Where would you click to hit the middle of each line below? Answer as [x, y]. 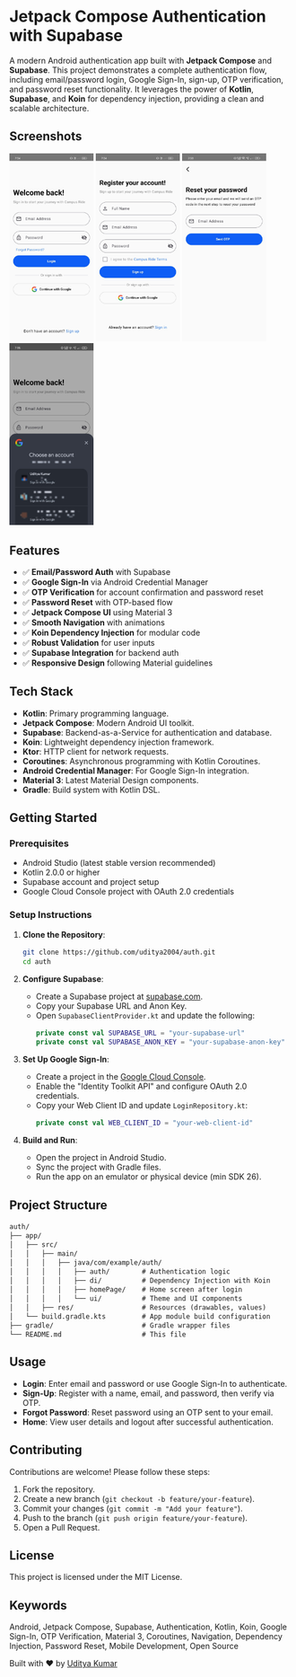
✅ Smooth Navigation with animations [94, 622]
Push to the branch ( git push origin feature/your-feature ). [135, 1518]
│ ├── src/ [34, 1245]
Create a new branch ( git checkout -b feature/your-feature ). [139, 1498]
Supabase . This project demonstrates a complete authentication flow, [138, 70]
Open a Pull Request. [61, 1527]
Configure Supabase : [63, 979]
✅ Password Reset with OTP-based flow [97, 602]
